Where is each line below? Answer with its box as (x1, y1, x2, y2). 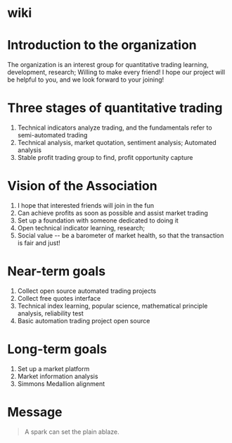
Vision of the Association (7, 178, 157, 194)
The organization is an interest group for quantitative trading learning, (7, 61, 209, 69)
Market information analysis (17, 372, 98, 380)
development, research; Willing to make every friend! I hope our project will (7, 68, 226, 77)
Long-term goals (7, 342, 108, 357)
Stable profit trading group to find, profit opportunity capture (17, 154, 193, 162)
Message (7, 404, 63, 420)
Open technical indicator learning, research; (17, 224, 146, 232)
